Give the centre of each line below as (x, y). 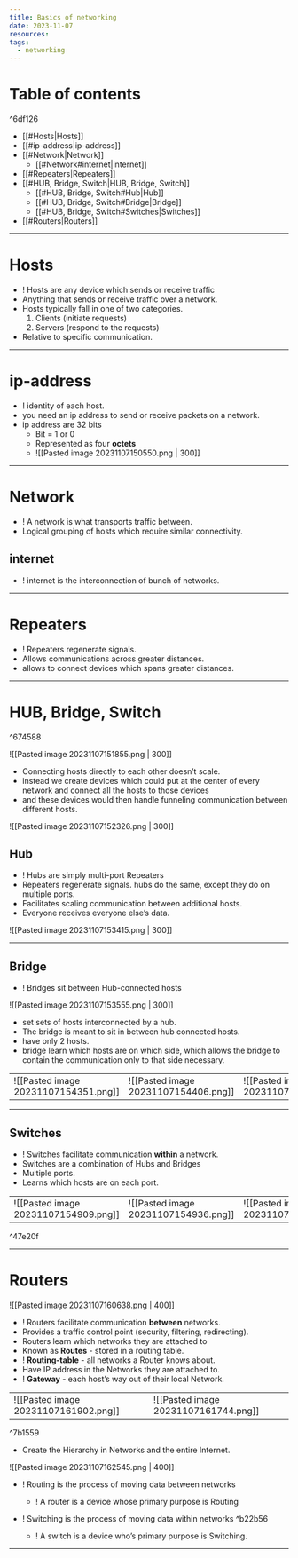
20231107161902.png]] (67, 1411)
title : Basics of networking (63, 17)
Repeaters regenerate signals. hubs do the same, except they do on (146, 885)
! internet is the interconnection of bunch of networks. (121, 580)
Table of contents (75, 95)
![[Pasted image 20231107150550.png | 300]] (118, 453)
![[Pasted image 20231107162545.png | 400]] (92, 1467)
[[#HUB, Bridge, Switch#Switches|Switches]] (118, 212)
